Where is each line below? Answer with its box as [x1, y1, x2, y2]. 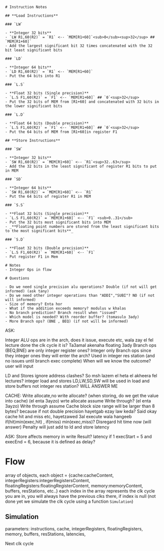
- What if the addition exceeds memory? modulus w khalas [5, 306, 126, 311]
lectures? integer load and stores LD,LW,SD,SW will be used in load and [5, 378, 150, 384]
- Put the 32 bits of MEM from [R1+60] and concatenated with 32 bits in [5, 99, 160, 104]
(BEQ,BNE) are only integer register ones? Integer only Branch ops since [5, 347, 151, 353]
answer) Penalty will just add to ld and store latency [5, 424, 109, 430]
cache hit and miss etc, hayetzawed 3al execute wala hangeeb [5, 414, 132, 419]
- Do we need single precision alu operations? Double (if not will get [5, 284, 157, 289]
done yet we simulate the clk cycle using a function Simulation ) [5, 498, 134, 504]
